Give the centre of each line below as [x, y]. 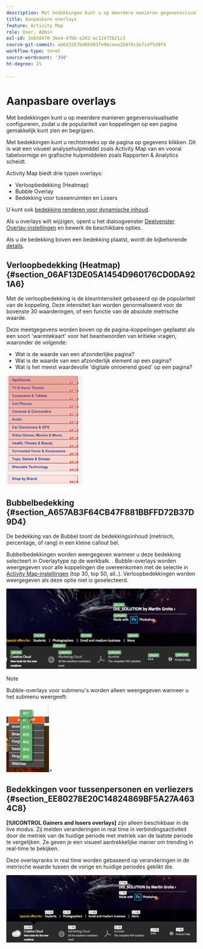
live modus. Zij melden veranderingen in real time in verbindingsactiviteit [96, 829]
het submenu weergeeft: [37, 697]
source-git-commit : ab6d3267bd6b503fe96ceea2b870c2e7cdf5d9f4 [86, 45]
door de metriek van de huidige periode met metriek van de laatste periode [100, 835]
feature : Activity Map [35, 25]
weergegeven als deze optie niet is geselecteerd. [67, 580]
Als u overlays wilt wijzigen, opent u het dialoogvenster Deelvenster [91, 222]
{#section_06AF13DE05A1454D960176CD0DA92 [101, 275]
